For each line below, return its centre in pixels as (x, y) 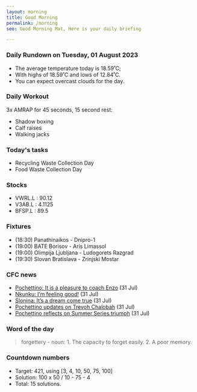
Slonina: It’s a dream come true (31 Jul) (63, 301)
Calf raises (28, 128)
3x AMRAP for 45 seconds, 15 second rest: (59, 110)
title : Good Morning (32, 17)
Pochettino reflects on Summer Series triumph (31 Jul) (82, 314)
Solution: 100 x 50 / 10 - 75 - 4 (52, 377)
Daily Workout (28, 96)
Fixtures (19, 227)
